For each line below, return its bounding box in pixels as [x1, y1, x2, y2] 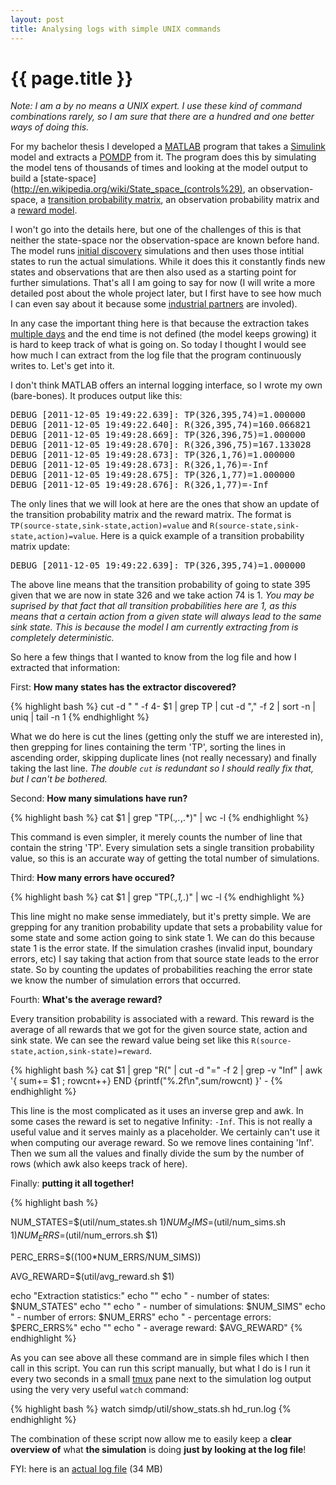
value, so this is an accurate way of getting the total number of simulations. [10, 852, 320, 865]
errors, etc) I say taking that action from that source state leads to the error [10, 953, 320, 965]
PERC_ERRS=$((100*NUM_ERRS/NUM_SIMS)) [10, 1251, 202, 1263]
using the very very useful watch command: [10, 1384, 189, 1396]
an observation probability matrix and [165, 194, 320, 206]
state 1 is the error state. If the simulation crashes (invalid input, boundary [10, 942, 313, 955]
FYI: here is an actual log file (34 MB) [10, 1463, 163, 1475]
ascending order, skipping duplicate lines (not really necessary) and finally [10, 752, 317, 764]
